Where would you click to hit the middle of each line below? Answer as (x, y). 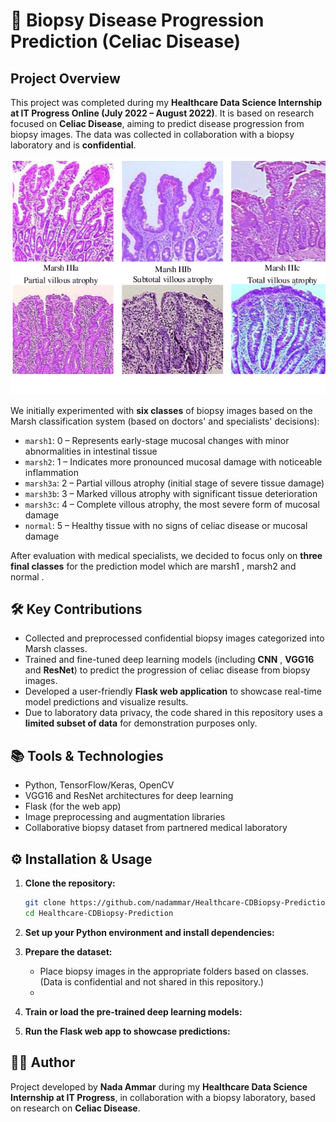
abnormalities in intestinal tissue (91, 451)
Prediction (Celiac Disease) (126, 41)
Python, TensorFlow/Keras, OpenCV (99, 785)
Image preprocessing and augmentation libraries (125, 817)
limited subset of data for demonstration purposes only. (141, 723)
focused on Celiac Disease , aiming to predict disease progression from (157, 123)
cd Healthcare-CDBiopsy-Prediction (99, 913)
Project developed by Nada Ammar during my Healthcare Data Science (159, 1086)
